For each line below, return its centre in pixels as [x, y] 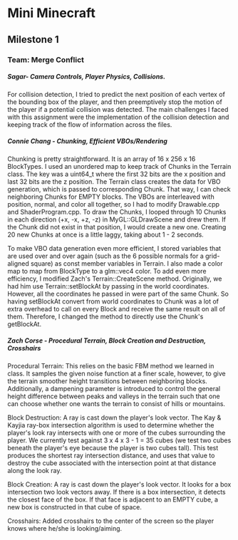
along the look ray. [35, 471]
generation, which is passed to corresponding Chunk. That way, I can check [119, 189]
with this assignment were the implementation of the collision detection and [118, 117]
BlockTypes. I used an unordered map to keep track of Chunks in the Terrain [119, 167]
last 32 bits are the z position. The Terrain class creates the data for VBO [114, 182]
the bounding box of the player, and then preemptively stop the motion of [115, 102]
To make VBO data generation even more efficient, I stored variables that [114, 249]
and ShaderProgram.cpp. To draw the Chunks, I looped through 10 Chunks [117, 212]
